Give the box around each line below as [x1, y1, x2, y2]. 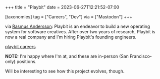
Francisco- [129, 53, 152, 59]
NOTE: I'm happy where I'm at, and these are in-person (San [5, 53, 129, 59]
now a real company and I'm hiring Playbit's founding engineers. [5, 34, 137, 40]
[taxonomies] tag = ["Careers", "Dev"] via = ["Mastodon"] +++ [5, 14, 133, 19]
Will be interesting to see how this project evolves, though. [5, 68, 125, 74]
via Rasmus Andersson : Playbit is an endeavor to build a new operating [5, 23, 150, 29]
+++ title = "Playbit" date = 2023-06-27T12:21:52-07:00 [5, 4, 120, 10]
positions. [16, 59, 37, 64]
